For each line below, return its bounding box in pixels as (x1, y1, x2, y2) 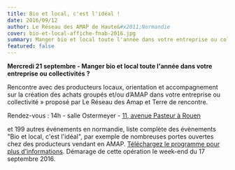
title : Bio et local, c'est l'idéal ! (7, 10, 120, 17)
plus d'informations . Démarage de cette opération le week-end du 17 (7, 148, 205, 155)
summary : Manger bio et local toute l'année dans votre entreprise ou (7, 36, 218, 43)
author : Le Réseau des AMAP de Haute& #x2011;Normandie (7, 23, 171, 30)
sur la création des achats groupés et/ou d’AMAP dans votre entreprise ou (7, 90, 221, 99)
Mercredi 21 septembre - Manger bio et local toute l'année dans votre (7, 62, 213, 70)
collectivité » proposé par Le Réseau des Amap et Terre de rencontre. (7, 98, 208, 106)
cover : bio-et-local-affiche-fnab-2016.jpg (7, 29, 136, 37)
